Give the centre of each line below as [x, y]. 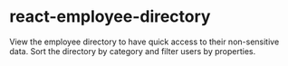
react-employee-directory [110, 17]
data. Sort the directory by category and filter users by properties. [133, 51]
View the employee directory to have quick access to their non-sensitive [144, 42]
